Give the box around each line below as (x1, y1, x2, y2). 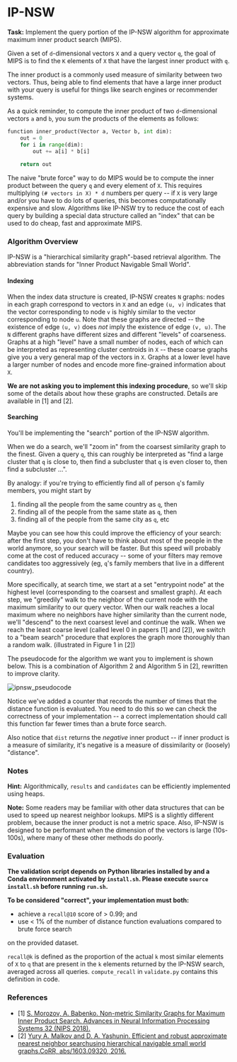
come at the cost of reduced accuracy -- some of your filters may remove (7, 551, 223, 560)
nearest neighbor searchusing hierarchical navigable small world (17, 1039, 207, 1047)
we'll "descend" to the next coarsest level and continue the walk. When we (7, 618, 226, 626)
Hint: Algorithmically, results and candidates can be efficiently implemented (7, 782, 231, 791)
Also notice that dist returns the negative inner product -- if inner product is (7, 733, 230, 741)
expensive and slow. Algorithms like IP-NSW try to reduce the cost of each (7, 204, 225, 213)
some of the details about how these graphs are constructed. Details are (7, 389, 219, 397)
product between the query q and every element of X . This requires (7, 182, 203, 190)
